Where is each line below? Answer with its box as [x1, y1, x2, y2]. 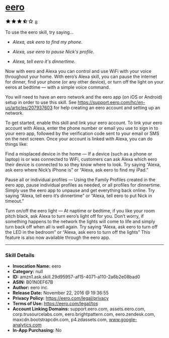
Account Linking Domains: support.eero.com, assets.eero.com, [12, 306, 146, 312]
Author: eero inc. [12, 285, 49, 291]
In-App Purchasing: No [12, 327, 62, 333]
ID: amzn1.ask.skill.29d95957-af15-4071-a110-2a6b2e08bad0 [12, 274, 140, 280]
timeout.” [5, 198, 24, 204]
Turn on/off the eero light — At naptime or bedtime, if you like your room [5, 208, 155, 214]
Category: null [12, 269, 43, 275]
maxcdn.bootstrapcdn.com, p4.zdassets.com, [12, 316, 108, 323]
